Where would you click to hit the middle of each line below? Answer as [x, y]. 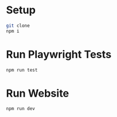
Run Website [37, 93]
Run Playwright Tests [59, 54]
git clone [18, 26]
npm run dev [20, 109]
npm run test [22, 70]
